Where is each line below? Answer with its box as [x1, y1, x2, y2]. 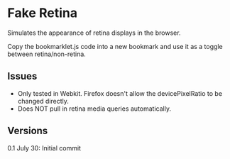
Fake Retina [7, 5, 78, 21]
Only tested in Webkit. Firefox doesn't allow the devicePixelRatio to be [17, 89, 222, 97]
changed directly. [17, 97, 69, 105]
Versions [7, 125, 48, 137]
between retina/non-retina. [7, 50, 87, 58]
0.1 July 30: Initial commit [7, 143, 82, 152]
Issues [7, 70, 38, 82]
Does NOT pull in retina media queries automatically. [17, 104, 172, 113]
